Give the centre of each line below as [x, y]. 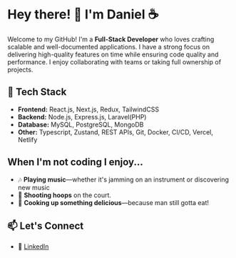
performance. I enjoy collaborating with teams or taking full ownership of [114, 61]
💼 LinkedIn [33, 247]
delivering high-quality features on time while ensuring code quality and [113, 54]
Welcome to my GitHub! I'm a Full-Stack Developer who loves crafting [111, 39]
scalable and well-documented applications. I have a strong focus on [109, 46]
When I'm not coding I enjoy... [76, 162]
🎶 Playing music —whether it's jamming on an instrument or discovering [123, 179]
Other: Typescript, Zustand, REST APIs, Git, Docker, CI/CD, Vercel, [116, 132]
